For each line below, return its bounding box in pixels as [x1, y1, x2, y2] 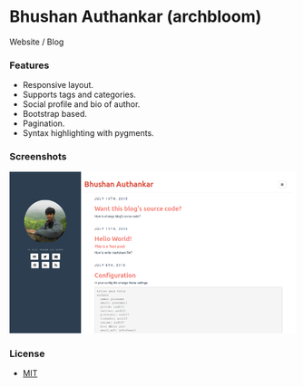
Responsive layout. [22, 80, 93, 91]
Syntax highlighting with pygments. [22, 128, 154, 139]
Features [9, 59, 50, 72]
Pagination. [22, 118, 65, 129]
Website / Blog [9, 36, 64, 47]
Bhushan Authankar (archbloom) [9, 6, 262, 27]
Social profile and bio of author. [22, 99, 141, 110]
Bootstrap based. [22, 109, 88, 120]
